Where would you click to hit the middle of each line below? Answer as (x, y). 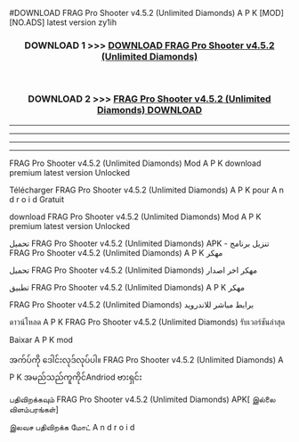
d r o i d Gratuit (37, 199)
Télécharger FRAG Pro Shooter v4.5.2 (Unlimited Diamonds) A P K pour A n (147, 190)
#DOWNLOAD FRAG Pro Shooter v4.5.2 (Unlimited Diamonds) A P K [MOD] (147, 13)
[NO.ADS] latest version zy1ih (63, 22)
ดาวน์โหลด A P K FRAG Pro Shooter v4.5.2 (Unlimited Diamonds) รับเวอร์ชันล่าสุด (147, 322)
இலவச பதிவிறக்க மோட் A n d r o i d (72, 427)
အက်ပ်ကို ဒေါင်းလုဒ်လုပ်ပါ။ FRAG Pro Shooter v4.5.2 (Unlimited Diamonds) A (146, 359)
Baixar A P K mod (41, 340)
